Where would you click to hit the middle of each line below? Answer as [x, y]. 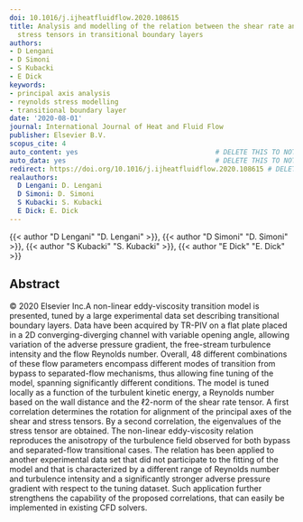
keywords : [28, 85]
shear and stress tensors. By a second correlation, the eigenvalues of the [145, 421]
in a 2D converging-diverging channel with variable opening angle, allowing [150, 334]
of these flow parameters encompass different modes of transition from [142, 363]
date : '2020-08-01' [46, 118]
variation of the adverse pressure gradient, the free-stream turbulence [140, 344]
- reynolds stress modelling [64, 102]
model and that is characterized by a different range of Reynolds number [144, 469]
